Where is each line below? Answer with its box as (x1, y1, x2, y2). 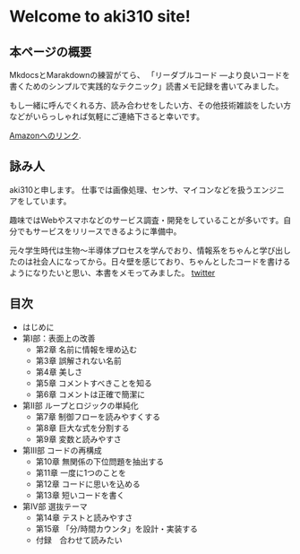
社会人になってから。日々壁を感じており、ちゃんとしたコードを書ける (32, 255, 291, 266)
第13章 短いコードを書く (35, 489, 125, 500)
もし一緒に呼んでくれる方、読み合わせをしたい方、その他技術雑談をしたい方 (9, 100, 292, 110)
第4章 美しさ (35, 366, 83, 377)
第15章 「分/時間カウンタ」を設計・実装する (35, 523, 199, 534)
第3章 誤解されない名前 (35, 355, 123, 366)
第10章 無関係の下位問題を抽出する (35, 455, 165, 467)
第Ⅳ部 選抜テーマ (21, 500, 88, 512)
